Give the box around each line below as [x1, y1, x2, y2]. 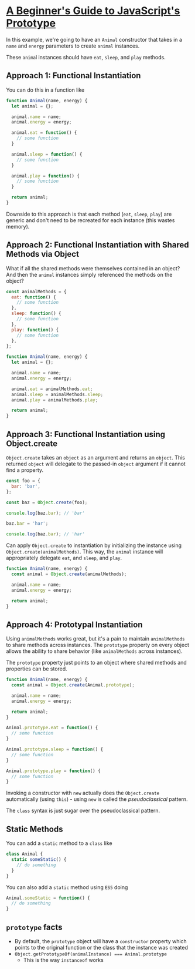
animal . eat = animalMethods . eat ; [11, 386, 93, 392]
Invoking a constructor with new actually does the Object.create [6, 789, 160, 797]
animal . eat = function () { [11, 130, 77, 136]
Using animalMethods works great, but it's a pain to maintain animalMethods [6, 635, 186, 642]
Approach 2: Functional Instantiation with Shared [6, 240, 189, 250]
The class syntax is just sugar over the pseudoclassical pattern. [6, 807, 160, 814]
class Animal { [6, 851, 43, 857]
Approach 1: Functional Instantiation [6, 71, 141, 81]
